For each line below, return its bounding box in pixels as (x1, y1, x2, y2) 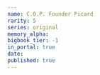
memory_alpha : (7, 30, 50, 38)
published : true (7, 57, 55, 64)
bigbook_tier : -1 (7, 37, 59, 44)
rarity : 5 (7, 17, 37, 24)
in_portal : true (7, 44, 55, 51)
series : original (7, 24, 59, 31)
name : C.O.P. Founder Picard (7, 10, 94, 18)
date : (7, 51, 23, 58)
